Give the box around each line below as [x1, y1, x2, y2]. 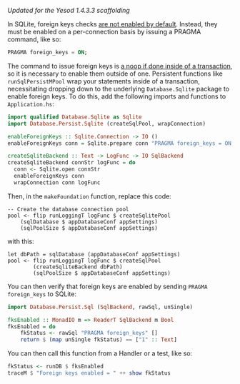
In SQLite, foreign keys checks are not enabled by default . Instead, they [7, 20, 218, 28]
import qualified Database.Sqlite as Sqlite [7, 113, 142, 121]
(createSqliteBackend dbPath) [33, 263, 123, 271]
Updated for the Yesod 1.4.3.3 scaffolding [7, 6, 130, 14]
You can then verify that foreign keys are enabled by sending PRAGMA [7, 282, 208, 290]
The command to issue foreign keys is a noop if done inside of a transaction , [7, 61, 233, 70]
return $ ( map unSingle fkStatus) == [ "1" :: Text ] [20, 336, 177, 343]
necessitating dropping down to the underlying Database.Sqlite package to [7, 84, 230, 93]
